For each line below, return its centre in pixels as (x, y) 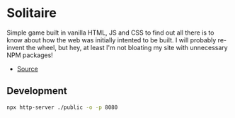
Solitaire (32, 13)
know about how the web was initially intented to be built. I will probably (111, 40)
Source (27, 69)
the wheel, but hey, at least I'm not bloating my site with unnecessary (127, 47)
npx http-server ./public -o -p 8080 (62, 107)
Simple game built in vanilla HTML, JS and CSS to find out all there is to (110, 33)
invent (16, 47)
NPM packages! (30, 55)
